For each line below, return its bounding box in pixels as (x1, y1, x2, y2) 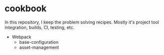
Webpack (11, 34, 32, 40)
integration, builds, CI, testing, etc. (4, 24, 75, 30)
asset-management (19, 44, 59, 50)
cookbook (4, 3, 47, 14)
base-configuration (19, 39, 59, 45)
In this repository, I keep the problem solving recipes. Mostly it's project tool (4, 19, 159, 25)
